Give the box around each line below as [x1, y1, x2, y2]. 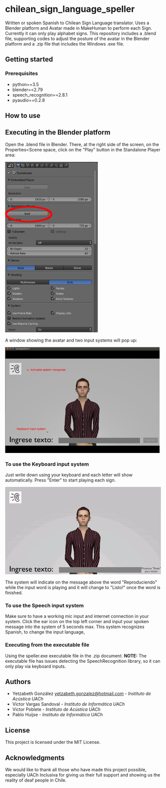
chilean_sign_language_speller [5, 3, 135, 15]
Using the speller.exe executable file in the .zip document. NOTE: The [5, 652, 147, 659]
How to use [5, 111, 41, 120]
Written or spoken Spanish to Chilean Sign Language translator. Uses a [5, 20, 150, 26]
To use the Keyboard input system [5, 460, 89, 467]
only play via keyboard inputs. [5, 663, 66, 669]
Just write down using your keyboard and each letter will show [5, 472, 133, 478]
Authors [5, 678, 31, 686]
